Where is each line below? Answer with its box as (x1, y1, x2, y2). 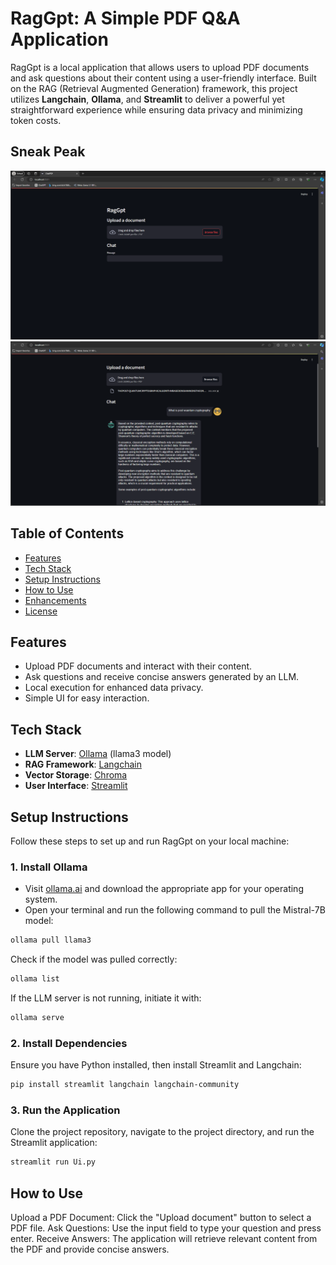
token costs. (10, 114, 62, 126)
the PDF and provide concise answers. (10, 1243, 170, 1256)
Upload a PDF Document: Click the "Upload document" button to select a (10, 1212, 312, 1224)
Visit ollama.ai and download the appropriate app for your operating (24, 883, 304, 895)
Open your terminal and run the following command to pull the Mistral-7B (24, 904, 326, 916)
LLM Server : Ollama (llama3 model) (24, 748, 172, 760)
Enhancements (24, 594, 87, 606)
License (24, 605, 58, 617)
